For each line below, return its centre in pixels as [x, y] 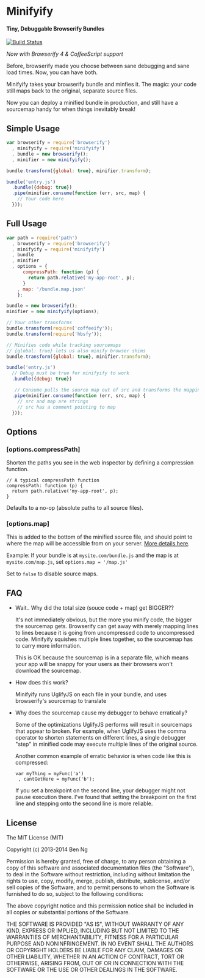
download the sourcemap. [48, 671]
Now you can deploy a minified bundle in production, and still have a [92, 103]
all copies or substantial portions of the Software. [68, 912]
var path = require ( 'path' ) [42, 238]
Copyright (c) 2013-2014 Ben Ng [47, 849]
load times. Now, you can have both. [52, 72]
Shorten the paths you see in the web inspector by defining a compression [100, 463]
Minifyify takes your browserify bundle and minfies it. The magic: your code [102, 85]
